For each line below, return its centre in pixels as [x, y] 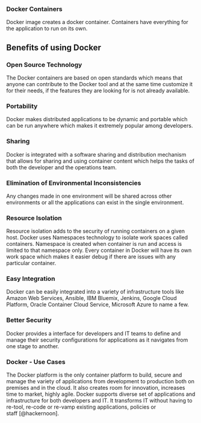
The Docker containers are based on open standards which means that [94, 78]
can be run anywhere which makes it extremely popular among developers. [100, 126]
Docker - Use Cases [36, 362]
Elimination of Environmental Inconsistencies [74, 183]
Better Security [29, 320]
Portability [22, 106]
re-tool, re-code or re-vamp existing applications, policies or [81, 407]
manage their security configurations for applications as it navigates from [97, 340]
